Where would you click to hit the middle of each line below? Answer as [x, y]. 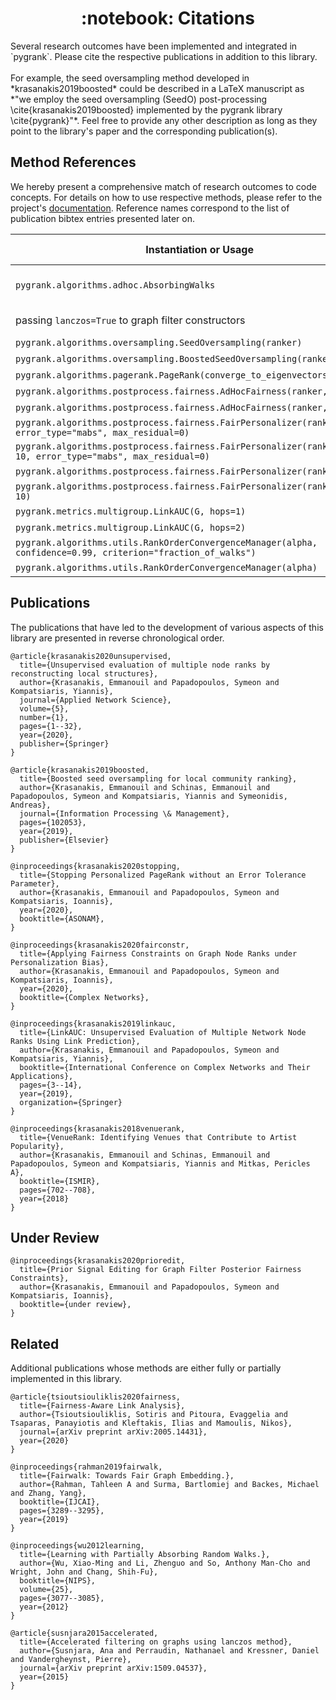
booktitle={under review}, [75, 1305]
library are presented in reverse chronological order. [117, 638]
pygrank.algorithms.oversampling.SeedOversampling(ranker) [159, 342]
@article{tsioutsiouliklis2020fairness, [96, 1397]
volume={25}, [46, 1590]
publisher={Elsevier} [64, 840]
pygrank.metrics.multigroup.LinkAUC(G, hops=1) [131, 511]
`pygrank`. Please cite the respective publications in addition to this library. [164, 56]
